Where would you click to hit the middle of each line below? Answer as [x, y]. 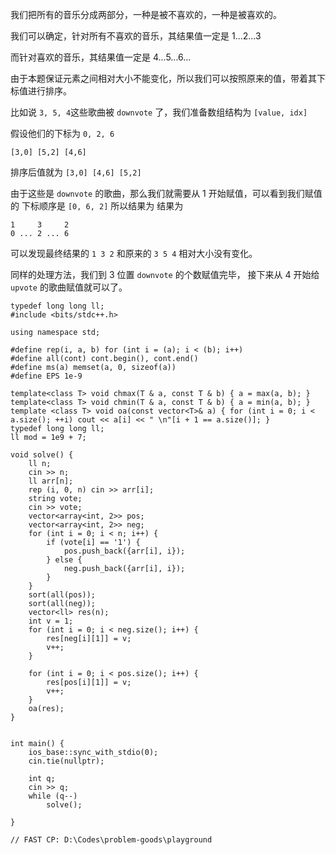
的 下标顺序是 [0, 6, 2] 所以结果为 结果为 [97, 206]
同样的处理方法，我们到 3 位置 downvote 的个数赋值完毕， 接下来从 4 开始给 [165, 274]
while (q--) [53, 796]
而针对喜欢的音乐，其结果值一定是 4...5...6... [101, 57]
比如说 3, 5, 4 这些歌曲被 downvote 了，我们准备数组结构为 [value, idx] [159, 112]
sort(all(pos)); [62, 595]
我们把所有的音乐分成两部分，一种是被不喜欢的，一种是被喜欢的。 [146, 14]
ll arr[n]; [51, 481]
